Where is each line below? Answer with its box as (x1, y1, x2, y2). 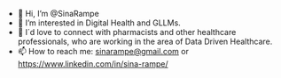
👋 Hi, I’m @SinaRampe (17, 9, 99, 18)
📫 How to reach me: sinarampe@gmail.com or (17, 46, 189, 56)
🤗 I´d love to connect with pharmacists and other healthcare (17, 27, 237, 37)
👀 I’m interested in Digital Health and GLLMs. (17, 18, 182, 28)
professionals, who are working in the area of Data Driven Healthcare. (17, 36, 273, 46)
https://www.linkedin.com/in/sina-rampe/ (17, 59, 168, 69)
